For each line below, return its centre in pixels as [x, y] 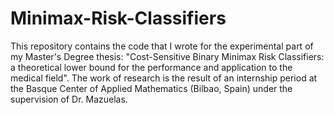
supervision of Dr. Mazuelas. [69, 99]
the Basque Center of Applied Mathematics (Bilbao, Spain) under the [151, 88]
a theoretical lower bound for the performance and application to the [151, 67]
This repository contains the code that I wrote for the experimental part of [162, 46]
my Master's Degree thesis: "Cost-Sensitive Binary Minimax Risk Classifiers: [167, 56]
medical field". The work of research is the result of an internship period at [164, 78]
